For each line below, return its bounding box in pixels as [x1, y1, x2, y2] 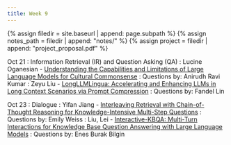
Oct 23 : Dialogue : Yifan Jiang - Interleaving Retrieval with [7, 100, 175, 108]
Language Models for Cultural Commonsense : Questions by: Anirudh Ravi [7, 72, 221, 80]
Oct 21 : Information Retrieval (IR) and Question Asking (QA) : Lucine [7, 57, 202, 66]
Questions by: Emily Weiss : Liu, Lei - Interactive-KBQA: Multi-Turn [7, 115, 198, 123]
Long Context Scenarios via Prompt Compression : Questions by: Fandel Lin [7, 87, 225, 95]
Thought [7, 108, 32, 116]
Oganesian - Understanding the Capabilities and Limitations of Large [7, 65, 204, 73]
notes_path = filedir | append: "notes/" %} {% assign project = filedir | [7, 36, 207, 45]
